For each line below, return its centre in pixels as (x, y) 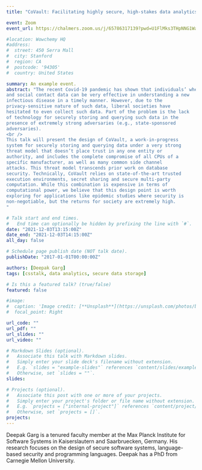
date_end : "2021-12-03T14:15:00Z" (50, 235)
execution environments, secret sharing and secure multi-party (88, 179)
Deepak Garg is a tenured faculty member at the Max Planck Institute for (96, 434)
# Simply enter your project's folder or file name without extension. (101, 401)
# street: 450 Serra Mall (40, 51)
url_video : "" (24, 340)
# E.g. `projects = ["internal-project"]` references (78, 407)
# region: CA (24, 62)
